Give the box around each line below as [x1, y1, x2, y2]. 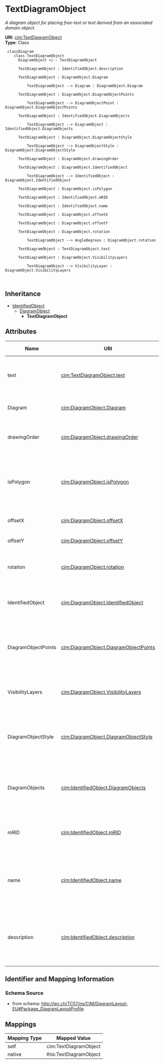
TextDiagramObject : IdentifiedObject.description [18, 66, 123, 71]
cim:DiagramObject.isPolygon [61, 478, 129, 485]
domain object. [5, 25, 36, 30]
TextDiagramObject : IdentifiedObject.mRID [18, 195, 108, 200]
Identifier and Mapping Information [5, 975, 114, 983]
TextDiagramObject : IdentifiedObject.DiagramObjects [18, 113, 130, 118]
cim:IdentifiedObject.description [61, 934, 135, 940]
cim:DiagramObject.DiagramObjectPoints [61, 644, 155, 651]
